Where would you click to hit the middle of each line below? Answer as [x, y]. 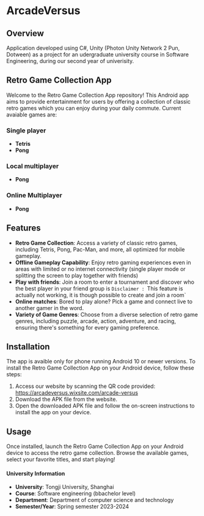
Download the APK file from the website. [66, 400]
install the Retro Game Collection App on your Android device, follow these [100, 368]
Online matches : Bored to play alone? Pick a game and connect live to [104, 302]
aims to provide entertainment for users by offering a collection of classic [99, 101]
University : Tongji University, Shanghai [64, 487]
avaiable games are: [31, 115]
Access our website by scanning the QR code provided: [85, 386]
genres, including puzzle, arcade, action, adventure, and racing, [95, 321]
